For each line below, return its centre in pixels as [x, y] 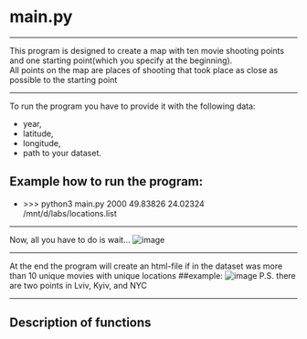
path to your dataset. [62, 153]
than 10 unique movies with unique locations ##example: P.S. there [153, 275]
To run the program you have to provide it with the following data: [132, 106]
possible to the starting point [64, 79]
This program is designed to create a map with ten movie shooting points [147, 50]
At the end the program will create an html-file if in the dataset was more [146, 266]
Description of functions [80, 323]
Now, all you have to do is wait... [70, 239]
